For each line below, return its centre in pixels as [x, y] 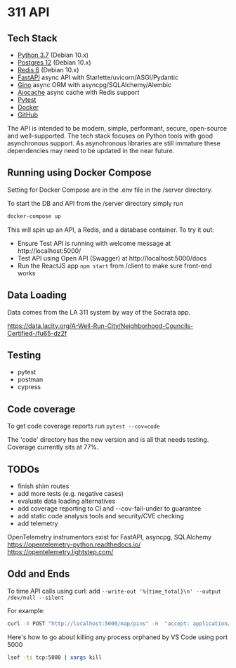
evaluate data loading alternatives [66, 501]
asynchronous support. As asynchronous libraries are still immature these [114, 143]
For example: [26, 610]
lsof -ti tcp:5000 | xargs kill [54, 657]
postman [30, 379]
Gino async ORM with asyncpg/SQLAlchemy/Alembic [94, 85]
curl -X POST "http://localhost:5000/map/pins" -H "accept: [99, 623]
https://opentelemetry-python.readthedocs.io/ [74, 544]
